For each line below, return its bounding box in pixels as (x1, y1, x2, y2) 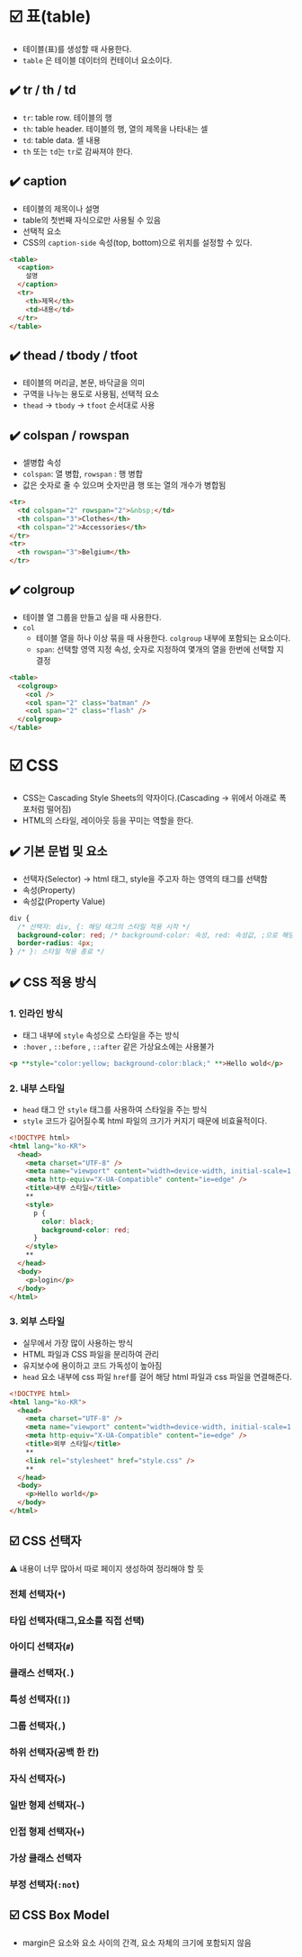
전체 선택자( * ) (9, 1588, 66, 1601)
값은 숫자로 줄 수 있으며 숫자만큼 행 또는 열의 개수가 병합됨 (22, 480, 226, 491)
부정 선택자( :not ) (9, 1878, 80, 1890)
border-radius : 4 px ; (17, 939, 94, 948)
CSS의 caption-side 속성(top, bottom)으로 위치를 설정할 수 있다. (22, 237, 253, 248)
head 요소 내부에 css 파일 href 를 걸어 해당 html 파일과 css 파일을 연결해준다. (22, 1371, 292, 1382)
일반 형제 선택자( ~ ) (9, 1799, 85, 1812)
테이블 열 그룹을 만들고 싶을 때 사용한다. (22, 611, 162, 622)
